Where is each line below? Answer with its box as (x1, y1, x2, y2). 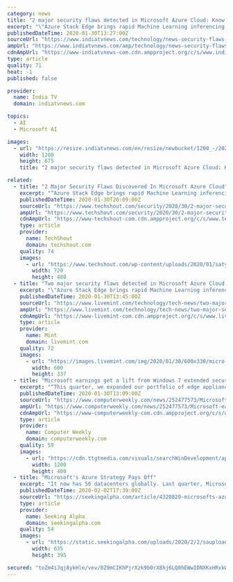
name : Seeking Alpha (25, 512, 85, 520)
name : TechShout (25, 235, 73, 242)
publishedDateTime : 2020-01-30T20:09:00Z (19, 196, 141, 203)
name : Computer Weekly (25, 429, 92, 436)
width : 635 (32, 545, 64, 552)
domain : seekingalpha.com (25, 519, 101, 526)
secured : (7, 564, 33, 571)
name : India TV (13, 94, 58, 101)
